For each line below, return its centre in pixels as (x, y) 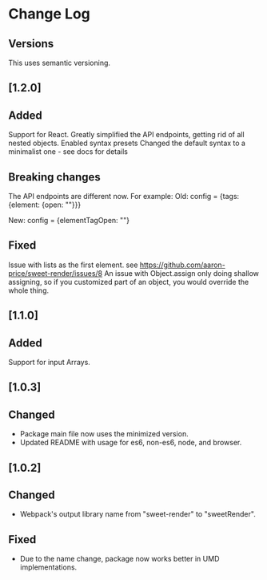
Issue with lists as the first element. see (73, 265)
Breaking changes (55, 177)
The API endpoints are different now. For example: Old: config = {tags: (124, 197)
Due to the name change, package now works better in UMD (120, 559)
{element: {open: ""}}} (45, 205)
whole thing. (29, 290)
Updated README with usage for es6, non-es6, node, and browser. (131, 443)
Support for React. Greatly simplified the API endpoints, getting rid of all (127, 135)
